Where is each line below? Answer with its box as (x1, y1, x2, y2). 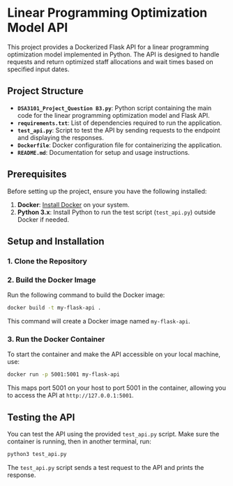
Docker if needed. (17, 215, 70, 224)
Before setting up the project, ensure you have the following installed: (7, 187, 207, 195)
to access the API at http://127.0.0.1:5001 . (7, 391, 134, 400)
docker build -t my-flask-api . (7, 305, 101, 312)
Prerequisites (7, 169, 67, 181)
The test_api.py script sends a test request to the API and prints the (7, 463, 204, 471)
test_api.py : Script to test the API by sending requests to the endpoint (17, 126, 220, 134)
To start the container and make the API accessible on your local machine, (7, 350, 221, 358)
